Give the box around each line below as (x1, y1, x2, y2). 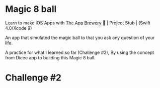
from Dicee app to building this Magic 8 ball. (5, 54, 96, 60)
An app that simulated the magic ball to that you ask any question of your (5, 35, 155, 41)
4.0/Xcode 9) (5, 25, 32, 31)
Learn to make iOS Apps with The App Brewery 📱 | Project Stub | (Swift (5, 20, 151, 26)
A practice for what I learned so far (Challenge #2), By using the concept (5, 49, 154, 55)
